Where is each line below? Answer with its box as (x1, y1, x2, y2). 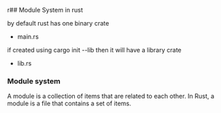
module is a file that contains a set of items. (7, 99, 132, 107)
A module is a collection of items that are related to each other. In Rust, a (7, 92, 215, 101)
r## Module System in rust (7, 6, 83, 14)
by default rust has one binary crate (7, 19, 109, 27)
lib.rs (17, 59, 32, 68)
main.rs (17, 32, 39, 41)
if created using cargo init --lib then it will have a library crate (7, 46, 182, 54)
